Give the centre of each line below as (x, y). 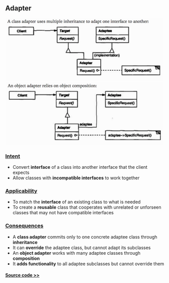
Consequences (25, 226)
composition (26, 258)
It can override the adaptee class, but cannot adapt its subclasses (81, 248)
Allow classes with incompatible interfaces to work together (76, 178)
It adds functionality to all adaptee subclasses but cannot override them (88, 264)
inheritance (25, 242)
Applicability (21, 191)
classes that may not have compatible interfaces (63, 213)
